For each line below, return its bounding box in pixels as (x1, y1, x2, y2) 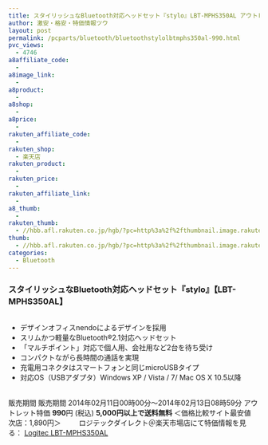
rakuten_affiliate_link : (8, 189, 91, 198)
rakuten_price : (8, 175, 59, 183)
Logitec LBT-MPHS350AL (23, 427, 108, 437)
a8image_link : (8, 71, 56, 79)
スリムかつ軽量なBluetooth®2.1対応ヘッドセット (19, 333, 177, 342)
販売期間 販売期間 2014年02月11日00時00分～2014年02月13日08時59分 (8, 398, 242, 408)
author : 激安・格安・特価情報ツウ (8, 19, 108, 27)
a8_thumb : (8, 204, 41, 212)
